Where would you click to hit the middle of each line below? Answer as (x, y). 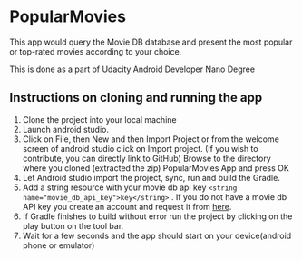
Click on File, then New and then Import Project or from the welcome (151, 139)
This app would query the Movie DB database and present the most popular (151, 42)
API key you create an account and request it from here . (127, 206)
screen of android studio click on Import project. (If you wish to (140, 148)
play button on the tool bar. (73, 225)
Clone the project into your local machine (99, 119)
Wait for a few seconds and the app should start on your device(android (157, 235)
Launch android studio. (66, 129)
